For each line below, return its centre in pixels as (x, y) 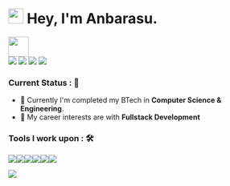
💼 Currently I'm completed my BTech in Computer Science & (121, 100)
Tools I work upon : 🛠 (51, 139)
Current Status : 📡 (44, 83)
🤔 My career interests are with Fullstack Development (110, 117)
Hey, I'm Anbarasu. (92, 19)
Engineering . (42, 109)
